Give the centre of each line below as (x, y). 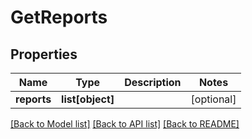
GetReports (59, 17)
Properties (44, 54)
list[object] (88, 99)
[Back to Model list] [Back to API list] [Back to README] (125, 124)
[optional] (213, 99)
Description (153, 82)
